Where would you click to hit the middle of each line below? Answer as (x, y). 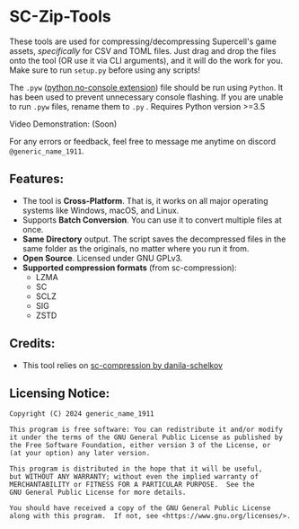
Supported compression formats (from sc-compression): (130, 268)
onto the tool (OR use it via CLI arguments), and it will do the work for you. (146, 60)
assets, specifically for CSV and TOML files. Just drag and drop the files (143, 50)
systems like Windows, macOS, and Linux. (101, 210)
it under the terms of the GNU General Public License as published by (146, 437)
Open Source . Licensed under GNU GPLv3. (102, 258)
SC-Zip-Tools (61, 17)
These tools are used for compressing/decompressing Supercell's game (143, 41)
